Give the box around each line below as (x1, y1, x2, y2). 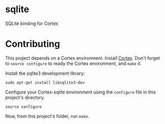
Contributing (5, 38, 60, 50)
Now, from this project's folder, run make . (5, 113, 90, 119)
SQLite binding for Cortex (5, 20, 58, 26)
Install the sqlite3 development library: (5, 70, 85, 76)
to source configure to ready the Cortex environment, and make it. (5, 60, 142, 67)
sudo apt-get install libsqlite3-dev (5, 80, 85, 85)
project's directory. (5, 94, 45, 100)
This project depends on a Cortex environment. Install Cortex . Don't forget (5, 55, 160, 61)
